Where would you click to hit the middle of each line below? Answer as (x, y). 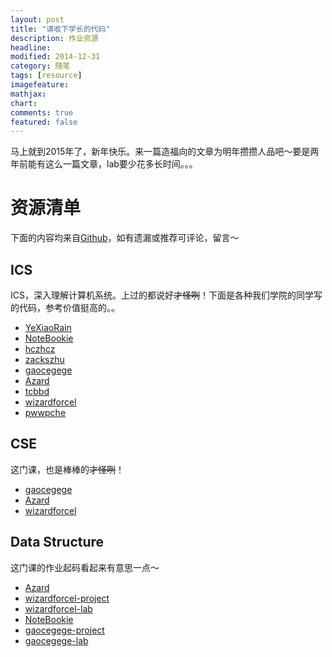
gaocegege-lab (56, 640)
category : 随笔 (40, 66)
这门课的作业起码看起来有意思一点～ (85, 567)
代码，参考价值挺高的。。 (69, 307)
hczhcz (40, 349)
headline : (31, 47)
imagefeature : (40, 85)
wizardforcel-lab (58, 608)
